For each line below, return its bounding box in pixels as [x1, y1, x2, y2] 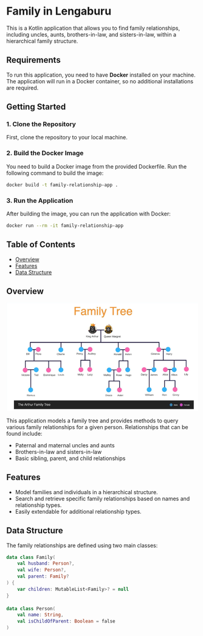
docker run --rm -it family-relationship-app [6, 222, 123, 229]
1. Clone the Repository [6, 120, 76, 128]
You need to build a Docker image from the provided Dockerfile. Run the [6, 162, 187, 170]
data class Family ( [6, 554, 56, 561]
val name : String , [17, 612, 64, 618]
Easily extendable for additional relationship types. [15, 508, 142, 515]
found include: [6, 430, 43, 437]
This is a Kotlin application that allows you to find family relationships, [6, 24, 181, 32]
